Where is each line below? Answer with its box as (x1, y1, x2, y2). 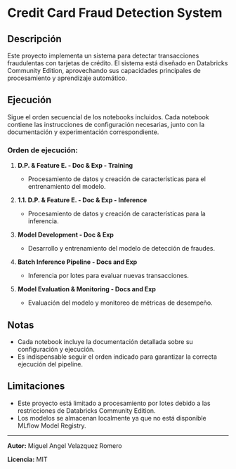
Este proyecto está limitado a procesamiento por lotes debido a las (17, 399, 211, 407)
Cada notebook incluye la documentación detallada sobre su (17, 337, 193, 345)
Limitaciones (7, 381, 65, 392)
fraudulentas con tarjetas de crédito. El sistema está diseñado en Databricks (7, 59, 228, 67)
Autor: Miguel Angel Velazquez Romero (7, 441, 122, 450)
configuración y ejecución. (17, 345, 95, 353)
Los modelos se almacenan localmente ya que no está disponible (17, 414, 206, 422)
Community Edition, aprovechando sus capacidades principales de (7, 67, 202, 74)
